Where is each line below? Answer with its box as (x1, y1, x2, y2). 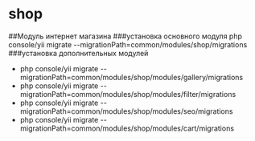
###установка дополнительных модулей (8, 48, 149, 58)
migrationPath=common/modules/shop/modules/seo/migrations (19, 106, 233, 116)
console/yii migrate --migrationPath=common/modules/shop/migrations (8, 39, 248, 49)
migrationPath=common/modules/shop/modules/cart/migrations (19, 123, 235, 133)
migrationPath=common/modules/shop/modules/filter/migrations (19, 89, 236, 99)
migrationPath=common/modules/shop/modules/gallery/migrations (19, 72, 244, 82)
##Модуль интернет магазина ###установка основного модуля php (8, 31, 243, 41)
